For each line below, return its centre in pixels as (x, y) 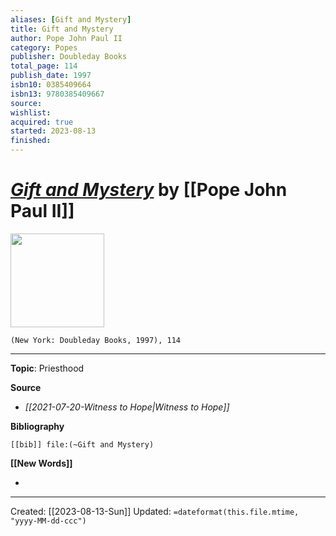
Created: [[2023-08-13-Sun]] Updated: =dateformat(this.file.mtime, (155, 511)
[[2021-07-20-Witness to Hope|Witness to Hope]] (127, 407)
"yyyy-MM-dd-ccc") (48, 521)
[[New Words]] (41, 463)
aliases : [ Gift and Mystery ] (71, 19)
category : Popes (44, 47)
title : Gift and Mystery (62, 29)
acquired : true (42, 122)
